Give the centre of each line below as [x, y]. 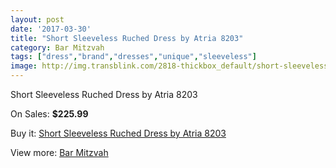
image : [24, 66]
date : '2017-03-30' [51, 29]
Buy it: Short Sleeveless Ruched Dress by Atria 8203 [118, 133]
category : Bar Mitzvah [57, 47]
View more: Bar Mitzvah [59, 152]
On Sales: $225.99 [49, 114]
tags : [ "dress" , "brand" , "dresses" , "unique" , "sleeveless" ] [133, 57]
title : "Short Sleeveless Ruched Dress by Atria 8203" [127, 38]
